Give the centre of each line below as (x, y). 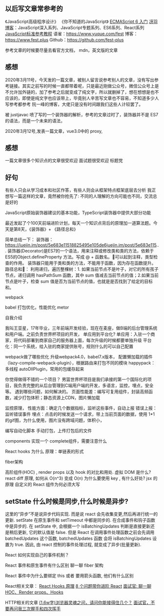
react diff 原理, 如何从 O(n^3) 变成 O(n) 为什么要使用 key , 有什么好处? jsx (79, 478)
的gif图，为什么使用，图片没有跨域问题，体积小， (55, 420)
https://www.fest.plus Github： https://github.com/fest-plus (64, 40)
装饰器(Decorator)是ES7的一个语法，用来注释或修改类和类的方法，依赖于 (81, 251)
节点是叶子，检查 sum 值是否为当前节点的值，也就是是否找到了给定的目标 (79, 281)
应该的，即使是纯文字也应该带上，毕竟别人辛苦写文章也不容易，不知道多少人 (82, 98)
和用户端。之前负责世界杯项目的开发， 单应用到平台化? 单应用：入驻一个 (78, 334)
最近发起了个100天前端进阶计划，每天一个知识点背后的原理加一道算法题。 (79, 223)
